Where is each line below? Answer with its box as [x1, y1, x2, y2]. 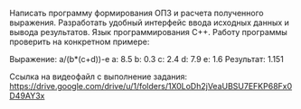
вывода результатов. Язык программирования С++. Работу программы [9, 27, 287, 37]
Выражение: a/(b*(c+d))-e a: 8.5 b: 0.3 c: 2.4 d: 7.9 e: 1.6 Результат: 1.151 [9, 54, 285, 64]
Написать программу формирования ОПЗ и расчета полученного [9, 8, 264, 18]
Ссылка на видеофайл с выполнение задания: [9, 71, 188, 82]
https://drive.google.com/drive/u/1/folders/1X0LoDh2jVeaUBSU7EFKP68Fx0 [9, 81, 293, 91]
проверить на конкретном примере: [9, 36, 150, 47]
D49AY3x [9, 90, 45, 101]
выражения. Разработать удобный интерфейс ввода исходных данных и [9, 17, 289, 28]
